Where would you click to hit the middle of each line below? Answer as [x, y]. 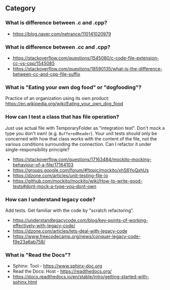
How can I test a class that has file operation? [62, 117]
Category [21, 8]
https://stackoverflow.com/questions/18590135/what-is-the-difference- [87, 68]
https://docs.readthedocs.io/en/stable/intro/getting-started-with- [81, 277]
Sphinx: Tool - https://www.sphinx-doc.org [57, 266]
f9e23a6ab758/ [29, 242]
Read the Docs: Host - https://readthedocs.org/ [62, 271]
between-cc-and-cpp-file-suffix [46, 74]
